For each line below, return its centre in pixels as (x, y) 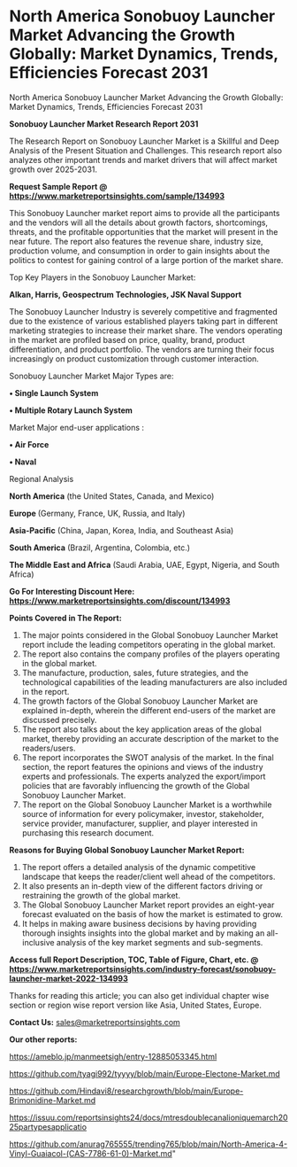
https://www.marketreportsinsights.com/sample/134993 (117, 196)
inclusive (38, 942)
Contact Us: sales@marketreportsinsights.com (95, 1022)
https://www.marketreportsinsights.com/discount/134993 (120, 601)
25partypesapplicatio (48, 1126)
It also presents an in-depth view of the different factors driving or (142, 886)
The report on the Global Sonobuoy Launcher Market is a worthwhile (147, 805)
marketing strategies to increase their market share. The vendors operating (146, 331)
